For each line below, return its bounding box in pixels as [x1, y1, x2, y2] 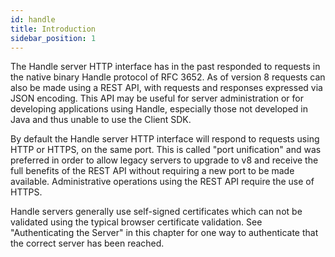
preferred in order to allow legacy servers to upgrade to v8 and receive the [10, 154, 319, 166]
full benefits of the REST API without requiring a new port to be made [10, 165, 295, 177]
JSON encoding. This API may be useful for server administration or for [10, 92, 304, 105]
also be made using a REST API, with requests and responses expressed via [10, 82, 323, 94]
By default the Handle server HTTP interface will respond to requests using [10, 133, 320, 145]
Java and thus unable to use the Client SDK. [10, 114, 192, 126]
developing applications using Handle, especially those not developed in [10, 103, 309, 115]
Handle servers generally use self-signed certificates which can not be [10, 206, 303, 218]
